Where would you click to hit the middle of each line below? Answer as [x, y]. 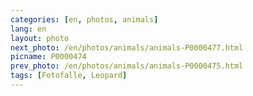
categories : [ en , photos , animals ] [84, 19]
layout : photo [40, 38]
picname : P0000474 [48, 57]
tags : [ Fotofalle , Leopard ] [69, 76]
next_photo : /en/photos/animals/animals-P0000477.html [127, 47]
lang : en [28, 29]
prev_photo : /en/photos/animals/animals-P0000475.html [127, 66]
